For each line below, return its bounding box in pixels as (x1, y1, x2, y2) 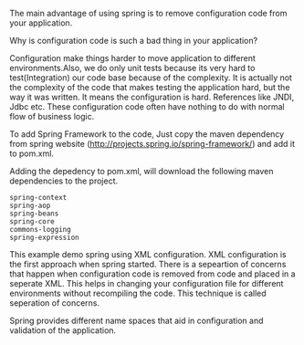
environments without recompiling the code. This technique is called (9, 287, 267, 298)
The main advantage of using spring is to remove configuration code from (9, 8, 288, 18)
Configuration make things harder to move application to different (9, 53, 256, 63)
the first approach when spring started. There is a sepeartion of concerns (9, 259, 287, 269)
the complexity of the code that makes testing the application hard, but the (9, 82, 290, 92)
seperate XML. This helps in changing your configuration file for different (9, 278, 284, 288)
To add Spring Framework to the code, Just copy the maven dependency (9, 129, 285, 140)
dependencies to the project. (9, 175, 119, 186)
